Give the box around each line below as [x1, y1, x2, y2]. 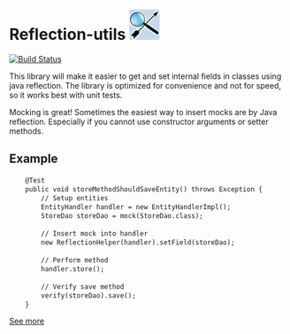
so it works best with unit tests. [9, 89, 123, 100]
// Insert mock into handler [41, 229, 149, 238]
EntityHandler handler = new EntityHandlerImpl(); [41, 202, 232, 212]
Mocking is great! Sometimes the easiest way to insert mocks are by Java [9, 106, 278, 117]
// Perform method [41, 255, 109, 265]
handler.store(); [41, 264, 104, 274]
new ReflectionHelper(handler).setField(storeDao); [41, 237, 236, 247]
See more [9, 315, 45, 326]
